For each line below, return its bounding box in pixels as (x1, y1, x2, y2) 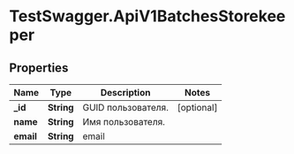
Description (100, 87, 151, 98)
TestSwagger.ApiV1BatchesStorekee (9, 6, 286, 27)
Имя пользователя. (82, 116, 166, 127)
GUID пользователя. (82, 102, 170, 113)
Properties (9, 60, 69, 75)
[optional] (177, 102, 218, 113)
